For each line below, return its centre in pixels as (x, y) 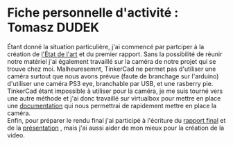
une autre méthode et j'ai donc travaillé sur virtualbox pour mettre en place (114, 98)
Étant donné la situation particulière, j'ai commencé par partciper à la (106, 46)
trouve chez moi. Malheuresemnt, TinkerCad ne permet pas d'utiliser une (112, 69)
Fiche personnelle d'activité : (93, 13)
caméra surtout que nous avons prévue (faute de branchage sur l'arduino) (113, 76)
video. (16, 135)
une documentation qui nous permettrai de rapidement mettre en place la (112, 105)
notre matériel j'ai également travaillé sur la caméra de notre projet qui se (112, 61)
